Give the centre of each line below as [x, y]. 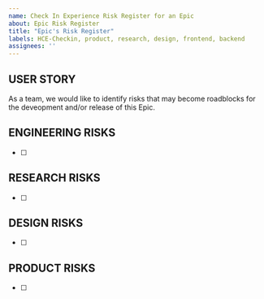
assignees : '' [32, 46]
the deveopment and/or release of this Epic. [82, 107]
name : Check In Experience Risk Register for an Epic [102, 16]
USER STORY [42, 79]
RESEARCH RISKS [54, 178]
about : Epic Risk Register [54, 24]
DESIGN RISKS [46, 223]
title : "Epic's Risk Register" [61, 31]
